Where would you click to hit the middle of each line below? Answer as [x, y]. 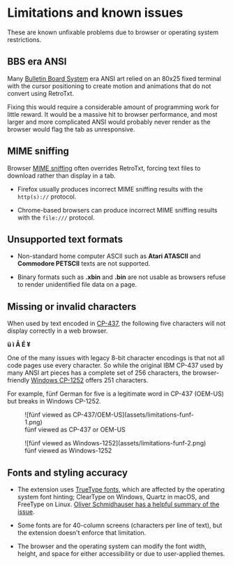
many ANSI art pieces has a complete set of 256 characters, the [99, 373]
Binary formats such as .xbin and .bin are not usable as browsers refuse [121, 277]
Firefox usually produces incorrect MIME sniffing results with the [110, 189]
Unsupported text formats [65, 239]
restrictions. [24, 39]
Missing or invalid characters [72, 307]
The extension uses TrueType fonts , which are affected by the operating [121, 489]
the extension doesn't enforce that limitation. [82, 532]
